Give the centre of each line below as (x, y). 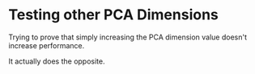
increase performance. (47, 45)
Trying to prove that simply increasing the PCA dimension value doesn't (128, 37)
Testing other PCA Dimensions (113, 15)
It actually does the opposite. (57, 61)
